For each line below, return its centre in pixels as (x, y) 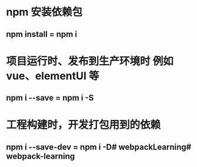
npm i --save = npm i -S (50, 98)
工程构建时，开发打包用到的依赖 (84, 125)
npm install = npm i (42, 34)
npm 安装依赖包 (44, 12)
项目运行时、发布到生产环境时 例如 (90, 61)
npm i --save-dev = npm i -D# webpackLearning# (99, 147)
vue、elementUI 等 (53, 76)
